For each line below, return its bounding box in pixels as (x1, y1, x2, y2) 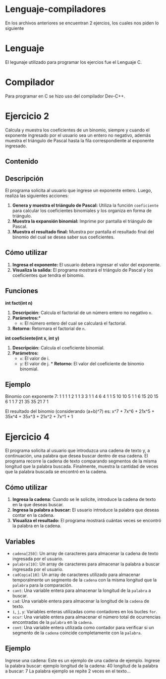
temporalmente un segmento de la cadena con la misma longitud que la (12, 576, 157, 583)
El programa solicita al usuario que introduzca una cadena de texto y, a (5, 448, 150, 453)
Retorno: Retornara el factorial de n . (12, 325, 86, 332)
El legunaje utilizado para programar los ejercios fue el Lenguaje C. (5, 59, 142, 65)
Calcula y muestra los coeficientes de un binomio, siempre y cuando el (5, 127, 150, 133)
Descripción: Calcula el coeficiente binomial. (12, 344, 105, 350)
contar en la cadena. (12, 512, 55, 518)
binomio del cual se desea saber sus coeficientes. (12, 234, 115, 240)
